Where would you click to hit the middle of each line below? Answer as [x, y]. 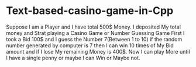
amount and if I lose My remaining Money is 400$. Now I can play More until [98, 51]
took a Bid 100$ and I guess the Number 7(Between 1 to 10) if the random [94, 39]
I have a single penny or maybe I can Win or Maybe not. [73, 58]
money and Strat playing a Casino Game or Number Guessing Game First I [95, 33]
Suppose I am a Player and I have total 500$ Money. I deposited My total [94, 27]
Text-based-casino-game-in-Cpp [90, 11]
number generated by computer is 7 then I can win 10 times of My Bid [90, 45]
